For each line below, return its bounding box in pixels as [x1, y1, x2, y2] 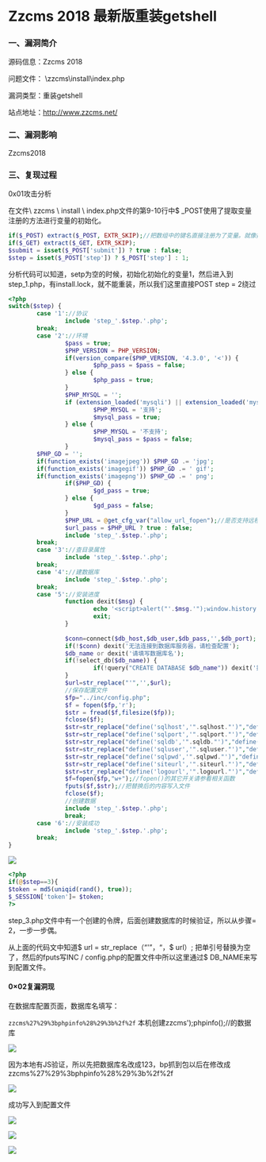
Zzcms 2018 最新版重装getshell [8, 7, 218, 25]
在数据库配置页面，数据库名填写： [8, 1001, 120, 1010]
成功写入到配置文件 [8, 1099, 71, 1109]
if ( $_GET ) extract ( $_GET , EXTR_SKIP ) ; [8, 239, 136, 247]
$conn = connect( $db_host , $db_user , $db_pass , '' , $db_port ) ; [64, 635, 257, 643]
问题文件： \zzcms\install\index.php [8, 74, 125, 83]
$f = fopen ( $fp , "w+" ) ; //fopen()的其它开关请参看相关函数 [64, 775, 235, 783]
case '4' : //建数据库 [36, 568, 100, 576]
